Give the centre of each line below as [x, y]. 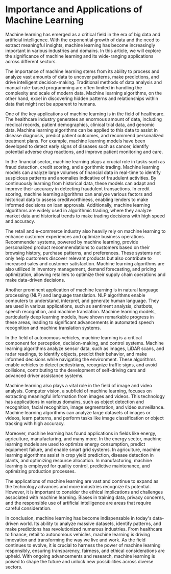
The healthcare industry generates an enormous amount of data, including [84, 119]
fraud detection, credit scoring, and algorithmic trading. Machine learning [82, 167]
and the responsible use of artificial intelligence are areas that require [78, 503]
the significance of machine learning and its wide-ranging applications [79, 56]
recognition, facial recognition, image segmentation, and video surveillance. [85, 407]
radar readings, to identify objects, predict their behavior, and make [76, 354]
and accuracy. [20, 221]
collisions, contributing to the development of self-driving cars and [75, 370]
